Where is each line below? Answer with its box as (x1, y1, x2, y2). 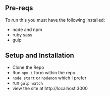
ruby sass (12, 32, 33, 37)
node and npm (12, 27, 42, 32)
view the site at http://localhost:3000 (12, 85, 88, 91)
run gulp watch (12, 80, 43, 86)
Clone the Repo (12, 64, 45, 70)
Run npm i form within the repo (12, 69, 76, 75)
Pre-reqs (5, 4, 33, 12)
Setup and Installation (5, 51, 74, 60)
